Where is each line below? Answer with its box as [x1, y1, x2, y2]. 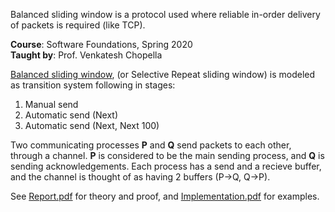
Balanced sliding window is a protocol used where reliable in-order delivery [10, 9, 321, 20]
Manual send [24, 99, 79, 110]
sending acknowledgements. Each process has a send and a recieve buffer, [10, 160, 322, 172]
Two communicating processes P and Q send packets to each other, [10, 139, 292, 151]
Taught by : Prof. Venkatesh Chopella [10, 49, 163, 61]
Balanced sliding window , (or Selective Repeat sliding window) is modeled [10, 69, 316, 80]
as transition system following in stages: [10, 79, 176, 91]
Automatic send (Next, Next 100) [24, 120, 160, 131]
